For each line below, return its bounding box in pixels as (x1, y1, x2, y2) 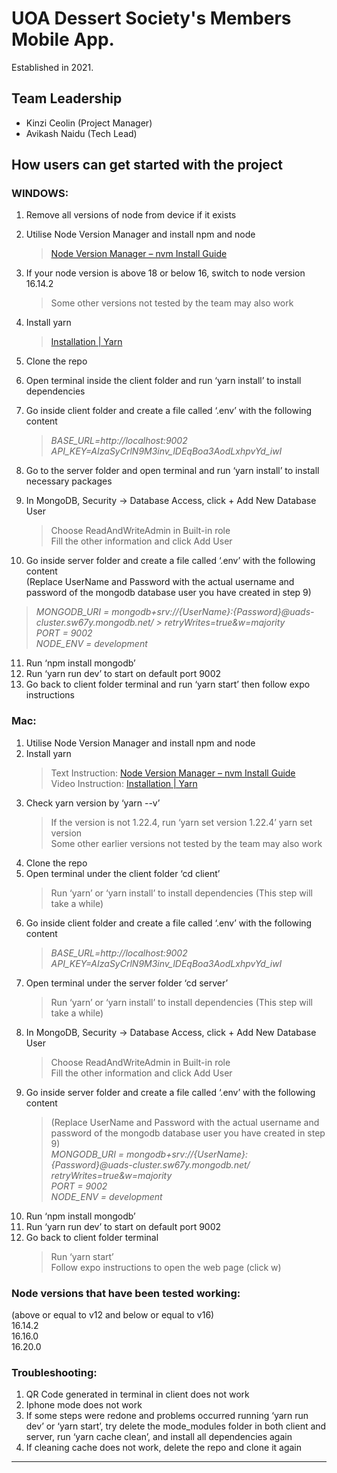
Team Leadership (11, 90, 123, 107)
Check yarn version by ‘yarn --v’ (25, 797, 161, 809)
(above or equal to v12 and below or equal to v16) (11, 1309, 215, 1321)
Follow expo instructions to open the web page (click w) (50, 1261, 282, 1273)
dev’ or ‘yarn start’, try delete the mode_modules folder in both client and (25, 1420, 327, 1432)
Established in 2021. (11, 61, 94, 73)
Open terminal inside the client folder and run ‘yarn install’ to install (25, 375, 302, 387)
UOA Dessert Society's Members (11, 7, 292, 30)
